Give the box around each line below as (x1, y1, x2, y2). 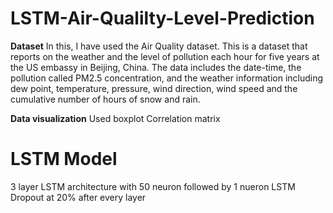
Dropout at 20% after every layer (10, 191, 147, 203)
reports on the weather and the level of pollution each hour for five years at (10, 50, 320, 62)
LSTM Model (10, 148, 118, 171)
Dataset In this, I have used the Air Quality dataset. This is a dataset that (10, 40, 308, 52)
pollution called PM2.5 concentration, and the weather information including (10, 72, 324, 84)
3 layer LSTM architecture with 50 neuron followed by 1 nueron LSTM (10, 180, 296, 192)
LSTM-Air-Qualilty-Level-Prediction (10, 7, 315, 30)
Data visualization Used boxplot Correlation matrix (10, 112, 221, 124)
